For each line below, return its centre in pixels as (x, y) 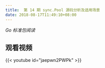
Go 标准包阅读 (20, 30)
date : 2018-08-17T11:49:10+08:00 (41, 15)
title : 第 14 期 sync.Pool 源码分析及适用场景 (53, 10)
